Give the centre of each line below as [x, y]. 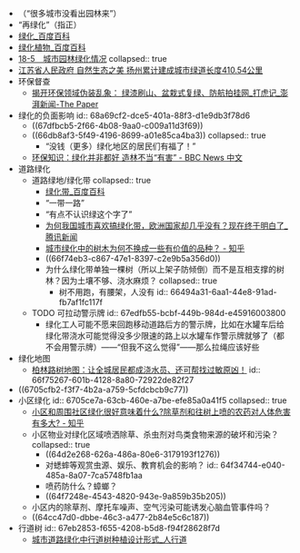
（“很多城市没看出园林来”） [70, 13]
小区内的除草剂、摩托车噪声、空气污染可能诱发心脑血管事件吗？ [151, 507]
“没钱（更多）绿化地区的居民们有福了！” [120, 146]
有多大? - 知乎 [58, 423]
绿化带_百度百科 [75, 192]
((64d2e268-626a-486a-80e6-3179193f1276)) [133, 454]
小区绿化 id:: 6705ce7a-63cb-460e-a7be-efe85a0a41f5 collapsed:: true [152, 400]
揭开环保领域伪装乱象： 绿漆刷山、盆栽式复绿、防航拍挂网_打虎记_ [156, 93]
